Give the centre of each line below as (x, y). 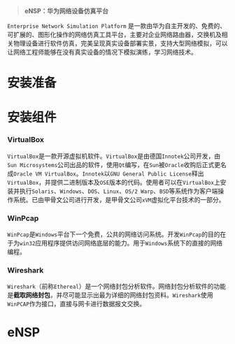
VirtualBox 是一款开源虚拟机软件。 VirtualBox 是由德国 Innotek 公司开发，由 (114, 156)
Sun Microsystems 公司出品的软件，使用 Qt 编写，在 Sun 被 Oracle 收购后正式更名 (117, 164)
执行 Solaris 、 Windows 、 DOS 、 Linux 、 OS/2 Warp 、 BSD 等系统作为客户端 (119, 191)
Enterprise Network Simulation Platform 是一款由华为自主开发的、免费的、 (116, 26)
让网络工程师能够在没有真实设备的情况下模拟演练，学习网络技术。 (102, 52)
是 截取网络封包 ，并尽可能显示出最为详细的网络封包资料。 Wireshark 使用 (110, 295)
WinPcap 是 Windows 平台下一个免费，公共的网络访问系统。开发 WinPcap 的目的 (114, 234)
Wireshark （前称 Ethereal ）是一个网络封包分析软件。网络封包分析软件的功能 (116, 287)
